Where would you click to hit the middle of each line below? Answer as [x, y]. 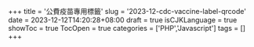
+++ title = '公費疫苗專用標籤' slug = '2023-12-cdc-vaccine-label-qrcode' [127, 11]
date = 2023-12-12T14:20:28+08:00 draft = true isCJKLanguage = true [123, 20]
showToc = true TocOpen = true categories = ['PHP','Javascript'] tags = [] [127, 28]
